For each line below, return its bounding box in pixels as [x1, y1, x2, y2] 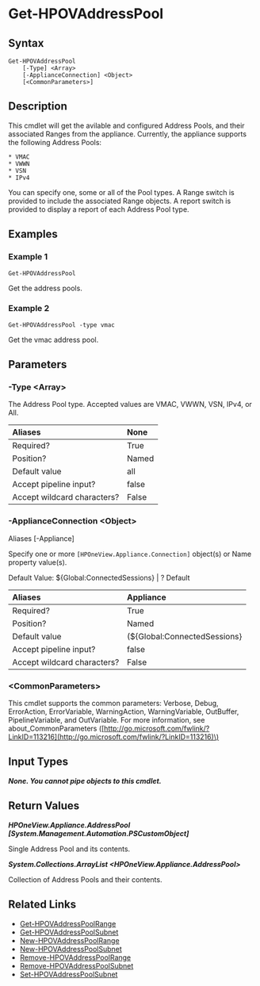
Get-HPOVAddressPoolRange [19, 919, 117, 928]
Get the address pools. [8, 283, 83, 293]
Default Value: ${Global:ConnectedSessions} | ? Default [8, 573, 190, 582]
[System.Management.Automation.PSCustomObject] [8, 828, 189, 838]
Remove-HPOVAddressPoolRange [19, 953, 132, 962]
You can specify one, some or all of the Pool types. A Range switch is [8, 187, 235, 197]
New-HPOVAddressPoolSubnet [19, 944, 123, 953]
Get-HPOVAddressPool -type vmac [8, 320, 115, 329]
